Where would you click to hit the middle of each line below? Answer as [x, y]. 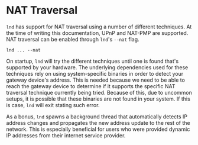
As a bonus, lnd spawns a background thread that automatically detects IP [97, 117]
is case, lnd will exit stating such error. [53, 105]
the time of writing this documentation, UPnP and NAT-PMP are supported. [97, 33]
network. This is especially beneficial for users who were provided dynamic [98, 129]
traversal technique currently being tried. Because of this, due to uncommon [99, 92]
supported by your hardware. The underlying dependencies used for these [97, 67]
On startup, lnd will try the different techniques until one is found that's [92, 61]
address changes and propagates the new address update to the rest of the [98, 123]
